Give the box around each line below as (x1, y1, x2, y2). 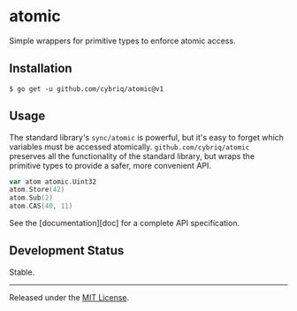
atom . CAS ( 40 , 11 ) (9, 201, 73, 211)
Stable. (9, 267, 35, 277)
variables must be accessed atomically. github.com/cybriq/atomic (9, 141, 250, 152)
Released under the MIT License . (9, 292, 130, 302)
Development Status (9, 243, 125, 258)
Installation (9, 61, 72, 76)
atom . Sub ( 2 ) (9, 193, 53, 202)
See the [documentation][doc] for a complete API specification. (9, 218, 240, 229)
